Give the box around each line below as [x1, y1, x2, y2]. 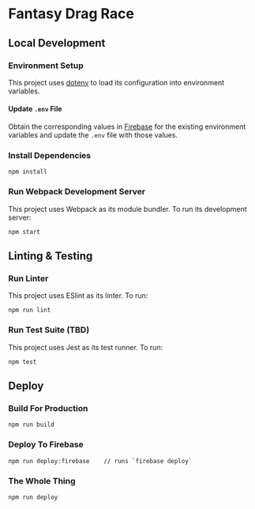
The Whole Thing [8, 475, 77, 486]
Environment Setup [8, 60, 84, 71]
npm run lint [8, 306, 51, 315]
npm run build [8, 420, 55, 429]
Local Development [8, 36, 106, 50]
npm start [8, 228, 41, 236]
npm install [8, 168, 47, 176]
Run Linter [8, 273, 49, 284]
